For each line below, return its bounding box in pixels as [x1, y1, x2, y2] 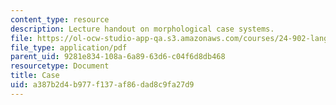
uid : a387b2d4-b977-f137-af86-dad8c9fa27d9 [10, 80, 195, 90]
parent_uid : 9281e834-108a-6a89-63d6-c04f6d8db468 [10, 52, 226, 62]
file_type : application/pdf [10, 42, 128, 53]
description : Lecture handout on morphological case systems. [10, 24, 275, 34]
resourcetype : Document [10, 61, 110, 71]
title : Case [10, 71, 60, 81]
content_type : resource [10, 14, 110, 25]
